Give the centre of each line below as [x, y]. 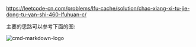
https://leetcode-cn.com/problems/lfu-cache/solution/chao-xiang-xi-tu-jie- [98, 8]
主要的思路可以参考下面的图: [41, 26]
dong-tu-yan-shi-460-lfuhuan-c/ [46, 15]
